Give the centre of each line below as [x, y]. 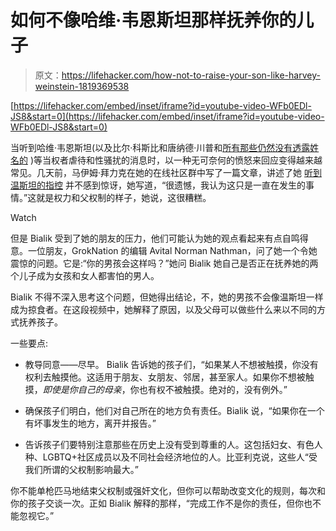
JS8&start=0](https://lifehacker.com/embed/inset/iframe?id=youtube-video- [167, 116]
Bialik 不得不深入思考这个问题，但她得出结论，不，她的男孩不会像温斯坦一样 [167, 297]
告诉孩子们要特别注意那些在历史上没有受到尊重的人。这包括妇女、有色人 [173, 444]
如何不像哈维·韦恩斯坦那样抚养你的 [153, 20]
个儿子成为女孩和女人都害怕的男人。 [85, 275]
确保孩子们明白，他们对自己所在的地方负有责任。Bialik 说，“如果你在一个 [174, 410]
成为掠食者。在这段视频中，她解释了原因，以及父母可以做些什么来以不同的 [163, 309]
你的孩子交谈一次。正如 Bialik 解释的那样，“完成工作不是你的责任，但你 [157, 503]
